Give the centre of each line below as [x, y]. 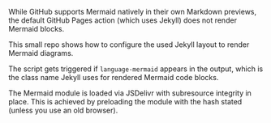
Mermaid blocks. [37, 29]
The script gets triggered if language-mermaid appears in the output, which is [136, 69]
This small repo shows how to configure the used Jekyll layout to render [129, 45]
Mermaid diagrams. [41, 53]
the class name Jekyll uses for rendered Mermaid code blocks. [114, 77]
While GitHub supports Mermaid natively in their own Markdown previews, [133, 12]
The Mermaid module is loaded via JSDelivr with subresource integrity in [130, 93]
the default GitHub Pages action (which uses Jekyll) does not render [123, 20]
